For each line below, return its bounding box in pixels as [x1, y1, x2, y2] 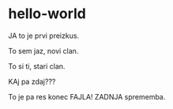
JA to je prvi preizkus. [8, 31, 80, 40]
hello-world [8, 5, 87, 23]
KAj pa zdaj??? [8, 77, 56, 86]
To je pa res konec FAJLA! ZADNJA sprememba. [8, 92, 166, 101]
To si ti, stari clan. [8, 61, 66, 71]
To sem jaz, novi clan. [8, 46, 79, 55]
